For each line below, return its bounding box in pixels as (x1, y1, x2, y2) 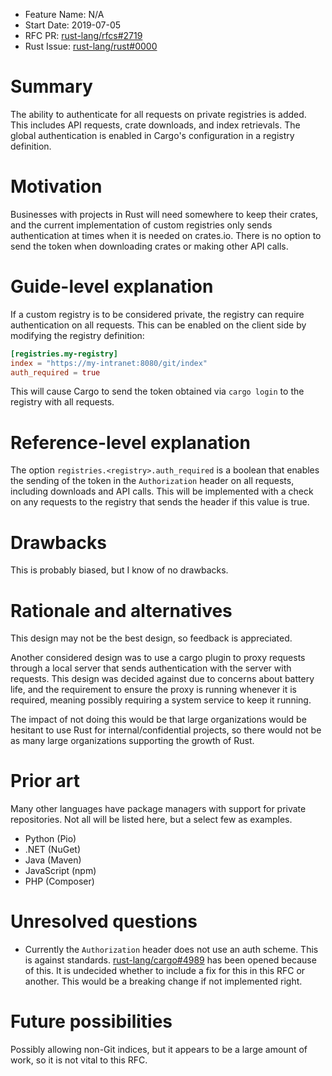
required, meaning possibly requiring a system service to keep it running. (10, 694, 312, 706)
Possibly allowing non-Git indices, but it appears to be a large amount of (10, 1044, 308, 1056)
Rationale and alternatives (10, 599, 233, 622)
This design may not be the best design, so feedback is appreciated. (10, 632, 293, 644)
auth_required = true (10, 367, 101, 378)
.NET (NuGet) (24, 844, 81, 856)
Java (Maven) (24, 854, 82, 866)
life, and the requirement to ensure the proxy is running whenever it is (10, 684, 297, 696)
